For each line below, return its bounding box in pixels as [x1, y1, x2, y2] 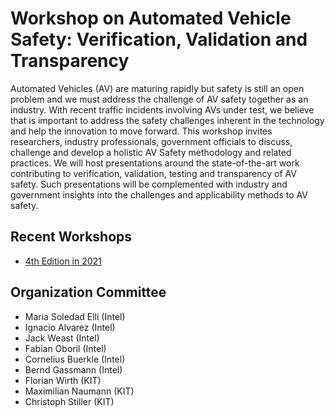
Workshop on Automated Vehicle [10, 7, 292, 30]
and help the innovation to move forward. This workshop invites [10, 125, 273, 137]
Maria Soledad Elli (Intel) [24, 310, 126, 322]
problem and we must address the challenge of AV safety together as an [10, 93, 309, 105]
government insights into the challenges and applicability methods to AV [10, 188, 308, 201]
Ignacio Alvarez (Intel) [24, 321, 116, 333]
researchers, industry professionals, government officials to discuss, [10, 135, 293, 147]
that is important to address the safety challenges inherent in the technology [10, 114, 325, 126]
